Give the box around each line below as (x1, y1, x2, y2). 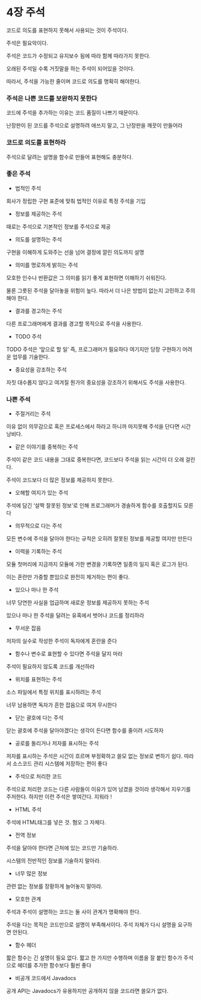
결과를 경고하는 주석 (14, 307, 62, 314)
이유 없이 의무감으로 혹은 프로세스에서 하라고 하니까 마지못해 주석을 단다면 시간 (6, 423, 191, 430)
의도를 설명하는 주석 (14, 235, 62, 243)
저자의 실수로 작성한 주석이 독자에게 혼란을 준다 (6, 638, 117, 645)
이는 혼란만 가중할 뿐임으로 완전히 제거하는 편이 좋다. (6, 573, 130, 581)
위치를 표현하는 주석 (14, 675, 62, 683)
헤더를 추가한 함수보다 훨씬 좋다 (17, 961, 91, 969)
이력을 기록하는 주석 (14, 548, 62, 555)
